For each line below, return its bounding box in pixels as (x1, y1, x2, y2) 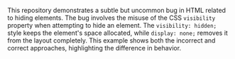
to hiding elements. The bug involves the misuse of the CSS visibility (7, 14, 216, 22)
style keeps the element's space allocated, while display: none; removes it (7, 28, 229, 37)
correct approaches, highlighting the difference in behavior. (7, 44, 182, 52)
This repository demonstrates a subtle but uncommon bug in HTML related (7, 6, 226, 14)
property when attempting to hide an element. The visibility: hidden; (7, 21, 217, 29)
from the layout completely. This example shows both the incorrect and (7, 36, 216, 45)
